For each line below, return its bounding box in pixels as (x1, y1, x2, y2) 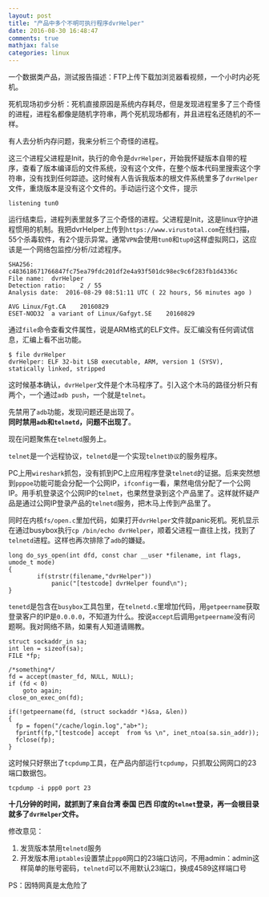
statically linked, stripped (8, 365, 106, 373)
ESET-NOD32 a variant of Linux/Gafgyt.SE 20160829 (8, 310, 195, 318)
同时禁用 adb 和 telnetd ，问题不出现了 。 (8, 417, 136, 426)
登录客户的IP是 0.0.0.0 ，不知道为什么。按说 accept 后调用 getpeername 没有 (8, 611, 248, 621)
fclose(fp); (15, 736, 56, 744)
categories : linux (8, 49, 70, 57)
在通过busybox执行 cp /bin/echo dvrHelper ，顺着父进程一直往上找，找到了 (8, 526, 256, 534)
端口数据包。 (8, 768, 50, 777)
